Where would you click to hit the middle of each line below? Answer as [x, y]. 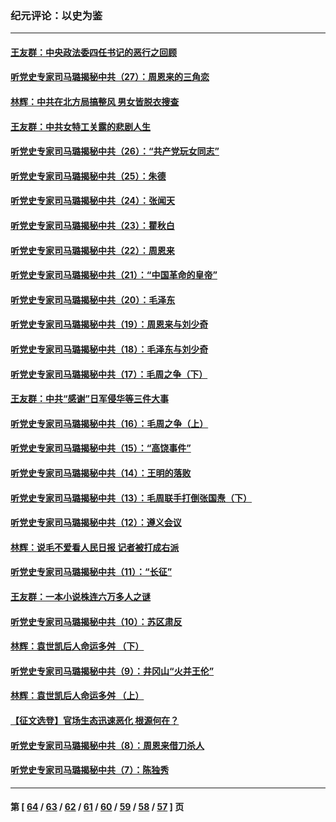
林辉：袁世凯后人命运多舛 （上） [77, 696]
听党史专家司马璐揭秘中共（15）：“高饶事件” [101, 448]
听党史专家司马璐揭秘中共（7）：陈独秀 [90, 770]
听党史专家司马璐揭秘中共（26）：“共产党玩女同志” [115, 151]
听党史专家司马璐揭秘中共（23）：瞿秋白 [92, 226]
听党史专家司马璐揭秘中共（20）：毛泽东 [93, 299]
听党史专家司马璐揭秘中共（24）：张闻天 [93, 201]
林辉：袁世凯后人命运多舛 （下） [77, 646]
